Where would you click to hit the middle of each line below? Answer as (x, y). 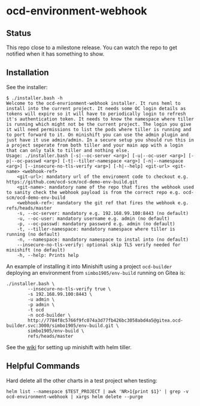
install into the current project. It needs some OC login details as (96, 108)
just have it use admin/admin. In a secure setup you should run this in (100, 140)
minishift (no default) (36, 250)
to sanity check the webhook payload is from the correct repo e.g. (93, 192)
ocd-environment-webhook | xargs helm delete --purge (75, 396)
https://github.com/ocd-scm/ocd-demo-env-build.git (72, 182)
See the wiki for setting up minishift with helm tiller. (69, 347)
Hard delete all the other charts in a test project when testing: (82, 380)
